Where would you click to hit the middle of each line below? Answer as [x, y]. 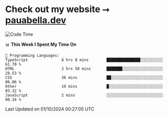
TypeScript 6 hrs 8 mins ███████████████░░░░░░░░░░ [84, 60]
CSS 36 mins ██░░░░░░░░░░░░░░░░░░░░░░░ [84, 77]
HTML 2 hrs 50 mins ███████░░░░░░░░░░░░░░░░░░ [84, 69]
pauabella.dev [36, 20]
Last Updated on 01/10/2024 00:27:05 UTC [50, 109]
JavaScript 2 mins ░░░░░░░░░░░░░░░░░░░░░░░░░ [84, 95]
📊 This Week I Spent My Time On [41, 44]
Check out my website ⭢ [57, 9]
